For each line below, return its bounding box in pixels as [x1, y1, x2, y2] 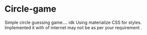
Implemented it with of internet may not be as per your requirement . [4, 24, 142, 30]
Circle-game [4, 3, 57, 15]
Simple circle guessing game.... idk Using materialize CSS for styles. [4, 19, 142, 25]
